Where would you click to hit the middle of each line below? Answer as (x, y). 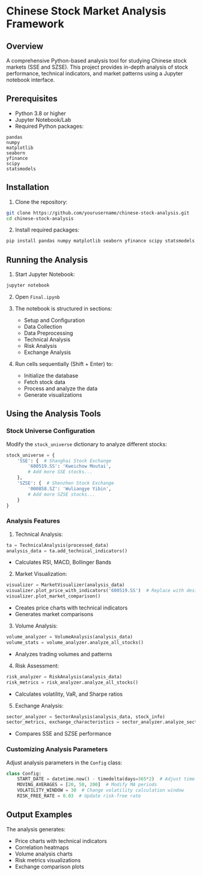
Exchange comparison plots (49, 866)
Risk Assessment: (37, 666)
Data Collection (43, 326)
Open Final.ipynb (37, 297)
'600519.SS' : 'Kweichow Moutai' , (70, 466)
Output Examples (39, 815)
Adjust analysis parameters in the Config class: (64, 762)
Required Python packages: (49, 126)
